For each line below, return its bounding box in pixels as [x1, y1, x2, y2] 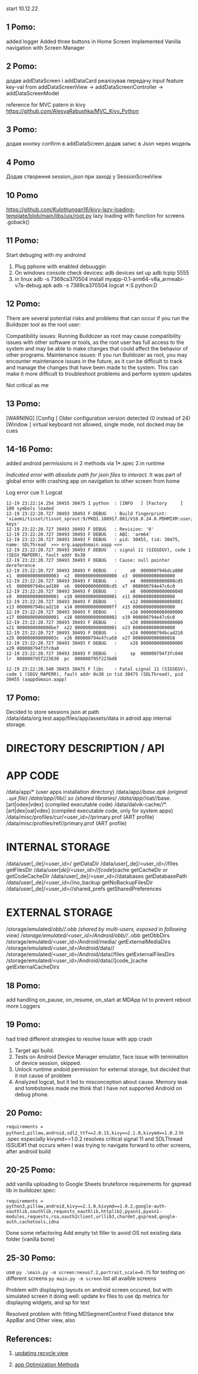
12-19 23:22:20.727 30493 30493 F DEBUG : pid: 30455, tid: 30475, [6, 537, 181, 543]
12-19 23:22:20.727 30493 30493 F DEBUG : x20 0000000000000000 [6, 620, 183, 626]
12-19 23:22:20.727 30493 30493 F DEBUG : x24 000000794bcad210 [6, 630, 183, 636]
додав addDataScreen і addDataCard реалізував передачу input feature [6, 77, 184, 84]
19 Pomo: [6, 1019, 41, 1029]
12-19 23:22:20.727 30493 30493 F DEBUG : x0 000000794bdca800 [6, 568, 183, 574]
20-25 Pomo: [6, 1164, 56, 1175]
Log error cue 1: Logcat [6, 489, 63, 496]
